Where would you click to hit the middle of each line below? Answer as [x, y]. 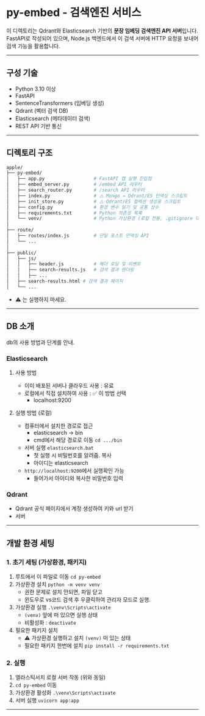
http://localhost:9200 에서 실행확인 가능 [74, 470]
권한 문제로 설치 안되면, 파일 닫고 [63, 592]
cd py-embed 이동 [36, 685]
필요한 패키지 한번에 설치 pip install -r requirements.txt [97, 645]
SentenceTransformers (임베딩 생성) [60, 103]
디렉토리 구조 [30, 153]
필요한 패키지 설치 [36, 630]
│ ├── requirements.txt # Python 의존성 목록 [74, 213]
